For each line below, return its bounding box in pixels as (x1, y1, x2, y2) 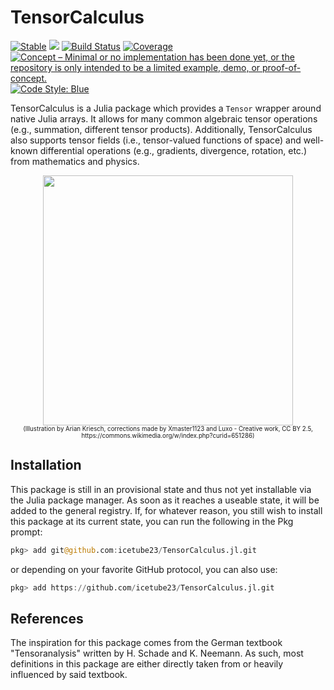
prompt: (10, 526, 43, 538)
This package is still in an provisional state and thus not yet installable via (10, 483, 312, 495)
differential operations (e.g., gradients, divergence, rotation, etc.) (39, 144, 308, 156)
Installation (10, 457, 82, 474)
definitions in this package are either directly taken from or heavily (10, 658, 284, 670)
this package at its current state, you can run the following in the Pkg (10, 515, 294, 527)
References (10, 610, 84, 627)
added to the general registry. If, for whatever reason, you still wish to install (10, 504, 323, 516)
